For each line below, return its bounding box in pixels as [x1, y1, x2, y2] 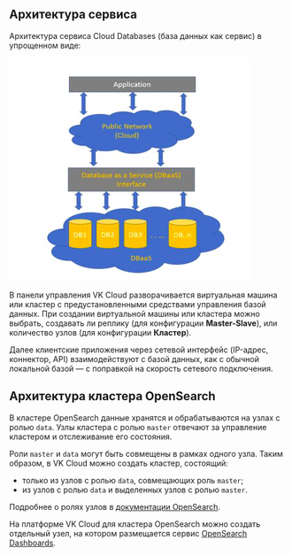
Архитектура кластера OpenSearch [9, 389, 216, 404]
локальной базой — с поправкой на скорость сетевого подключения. [9, 363, 273, 374]
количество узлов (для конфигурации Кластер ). [9, 327, 192, 337]
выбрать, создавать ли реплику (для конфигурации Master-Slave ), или [9, 318, 278, 328]
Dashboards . [9, 537, 56, 548]
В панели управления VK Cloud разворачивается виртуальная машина [9, 290, 278, 300]
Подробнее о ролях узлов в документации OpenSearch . [9, 501, 221, 512]
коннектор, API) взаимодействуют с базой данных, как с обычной [9, 353, 259, 364]
